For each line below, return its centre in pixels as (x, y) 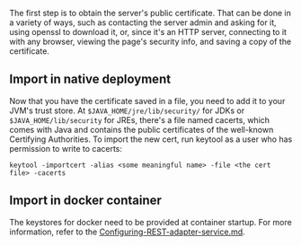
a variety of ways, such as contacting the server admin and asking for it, (143, 22)
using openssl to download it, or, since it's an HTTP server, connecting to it (148, 32)
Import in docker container (85, 201)
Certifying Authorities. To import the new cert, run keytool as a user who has (151, 139)
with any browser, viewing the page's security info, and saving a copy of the (150, 41)
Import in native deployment (90, 79)
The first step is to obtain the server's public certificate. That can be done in (150, 13)
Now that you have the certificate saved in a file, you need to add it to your (147, 101)
